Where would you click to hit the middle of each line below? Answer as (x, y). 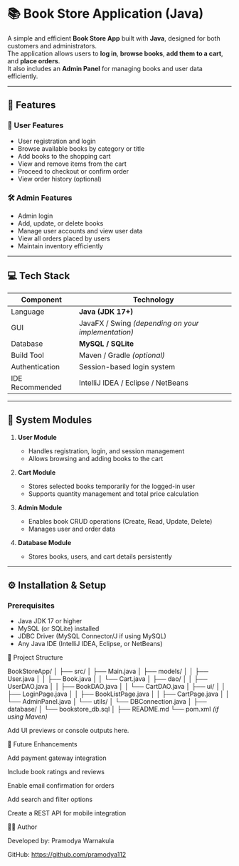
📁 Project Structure (35, 658)
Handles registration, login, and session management (106, 451)
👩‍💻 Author (22, 827)
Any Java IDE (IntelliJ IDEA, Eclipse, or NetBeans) (90, 644)
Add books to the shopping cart (64, 156)
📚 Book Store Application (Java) (106, 14)
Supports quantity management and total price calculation (113, 493)
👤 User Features (36, 125)
